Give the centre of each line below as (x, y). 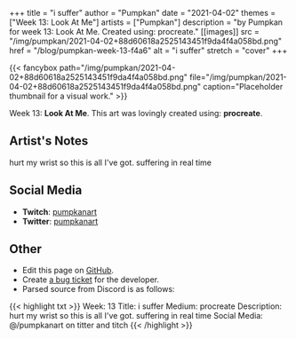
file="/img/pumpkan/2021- (238, 77)
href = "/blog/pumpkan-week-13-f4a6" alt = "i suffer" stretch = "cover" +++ (148, 51)
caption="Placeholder (243, 87)
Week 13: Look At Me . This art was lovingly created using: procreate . (136, 113)
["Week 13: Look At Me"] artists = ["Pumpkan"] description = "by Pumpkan (146, 22)
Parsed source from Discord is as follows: (98, 289)
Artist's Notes (49, 141)
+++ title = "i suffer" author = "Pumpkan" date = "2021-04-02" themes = (143, 13)
